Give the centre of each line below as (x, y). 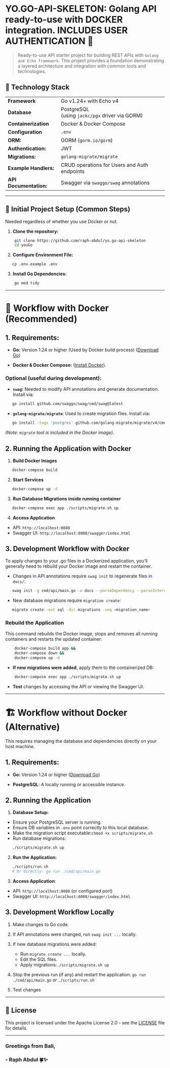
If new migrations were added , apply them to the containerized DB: (83, 668)
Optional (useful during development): (53, 378)
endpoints (73, 171)
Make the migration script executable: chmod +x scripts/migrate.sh (82, 833)
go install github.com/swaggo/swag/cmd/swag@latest (68, 404)
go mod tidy (27, 283)
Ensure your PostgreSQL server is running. (57, 822)
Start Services (28, 480)
